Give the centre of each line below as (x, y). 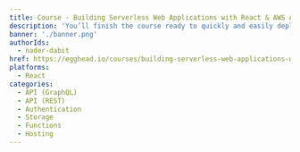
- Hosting (35, 134)
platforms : (29, 68)
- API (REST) (42, 101)
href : (19, 59)
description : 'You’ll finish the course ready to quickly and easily (142, 26)
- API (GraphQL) (47, 92)
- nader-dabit (43, 51)
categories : (31, 84)
